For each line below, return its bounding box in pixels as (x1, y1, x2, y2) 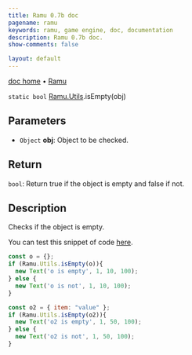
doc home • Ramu (8, 76, 67, 86)
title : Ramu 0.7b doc (8, 11, 79, 20)
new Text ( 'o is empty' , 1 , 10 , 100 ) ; (15, 268, 139, 276)
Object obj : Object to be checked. (19, 135, 129, 145)
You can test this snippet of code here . (8, 237, 133, 247)
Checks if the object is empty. (8, 222, 105, 232)
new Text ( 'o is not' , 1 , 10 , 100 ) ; (15, 282, 132, 290)
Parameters (8, 115, 67, 128)
